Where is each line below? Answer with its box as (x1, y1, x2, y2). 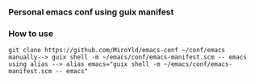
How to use (8, 27, 54, 39)
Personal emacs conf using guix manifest (8, 6, 174, 18)
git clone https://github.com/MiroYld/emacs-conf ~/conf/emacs (8, 47, 226, 55)
